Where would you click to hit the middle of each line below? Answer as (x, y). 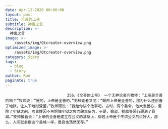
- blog (17, 66)
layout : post (19, 15)
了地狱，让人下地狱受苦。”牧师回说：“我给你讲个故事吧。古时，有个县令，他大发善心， (81, 106)
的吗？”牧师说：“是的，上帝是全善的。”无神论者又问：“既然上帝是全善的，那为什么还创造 (84, 101)
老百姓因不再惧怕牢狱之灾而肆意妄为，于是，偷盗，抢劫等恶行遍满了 (92, 111)
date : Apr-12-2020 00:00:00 (35, 10)
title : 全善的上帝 (23, 19)
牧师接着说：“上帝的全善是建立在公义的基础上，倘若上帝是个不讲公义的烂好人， (84, 117)
